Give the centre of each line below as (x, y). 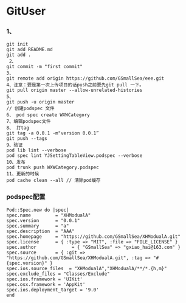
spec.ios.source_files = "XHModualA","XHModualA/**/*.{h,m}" (87, 268)
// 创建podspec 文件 (30, 109)
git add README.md (29, 50)
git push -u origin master (40, 102)
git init (17, 44)
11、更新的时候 (23, 174)
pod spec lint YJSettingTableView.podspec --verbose (74, 156)
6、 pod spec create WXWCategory (48, 115)
